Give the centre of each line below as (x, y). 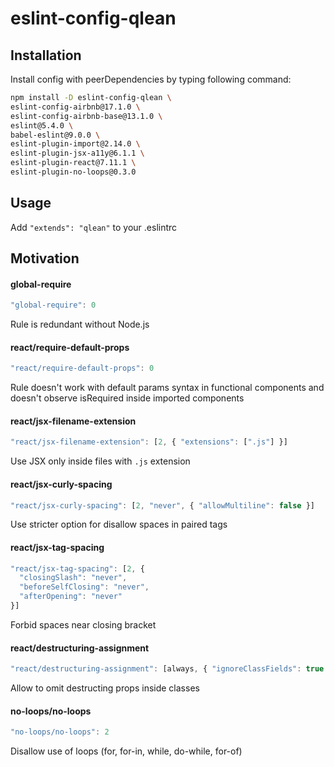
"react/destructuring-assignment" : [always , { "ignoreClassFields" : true (167, 669)
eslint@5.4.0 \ (42, 125)
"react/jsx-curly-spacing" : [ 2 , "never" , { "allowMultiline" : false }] (162, 505)
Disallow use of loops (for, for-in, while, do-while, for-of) (126, 751)
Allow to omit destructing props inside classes (105, 688)
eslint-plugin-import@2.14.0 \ (75, 144)
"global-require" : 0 (53, 305)
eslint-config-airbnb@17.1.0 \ (75, 107)
